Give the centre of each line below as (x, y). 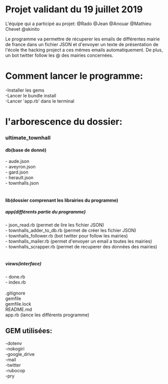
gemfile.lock (18, 304)
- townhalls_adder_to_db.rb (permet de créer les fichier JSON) (71, 230)
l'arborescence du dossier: (64, 122)
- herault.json (19, 178)
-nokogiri (15, 349)
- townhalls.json (22, 183)
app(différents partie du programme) (45, 212)
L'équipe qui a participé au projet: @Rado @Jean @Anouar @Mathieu (78, 24)
